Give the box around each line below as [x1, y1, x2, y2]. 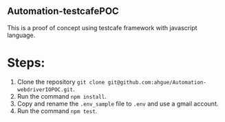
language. [7, 31, 36, 39]
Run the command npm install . [17, 92, 107, 100]
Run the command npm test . [17, 106, 98, 115]
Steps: [7, 55, 45, 71]
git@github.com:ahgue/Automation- [107, 79, 206, 86]
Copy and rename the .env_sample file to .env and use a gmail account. [17, 99, 219, 108]
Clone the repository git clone [17, 77, 105, 86]
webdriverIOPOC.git [17, 86, 74, 93]
